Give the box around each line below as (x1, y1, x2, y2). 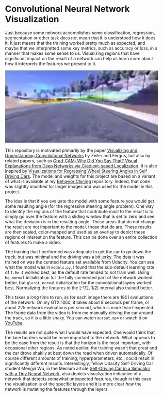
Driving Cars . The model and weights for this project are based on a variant (5, 173, 156, 179)
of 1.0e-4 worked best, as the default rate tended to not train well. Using (5, 269, 149, 275)
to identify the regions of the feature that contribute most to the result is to (5, 209, 154, 215)
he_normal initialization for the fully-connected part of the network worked (5, 275, 153, 281)
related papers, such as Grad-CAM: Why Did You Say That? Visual (5, 158, 137, 164)
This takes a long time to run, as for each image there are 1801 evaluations (5, 295, 153, 300)
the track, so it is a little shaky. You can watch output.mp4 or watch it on (5, 315, 148, 321)
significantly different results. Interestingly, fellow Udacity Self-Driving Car (5, 361, 154, 366)
